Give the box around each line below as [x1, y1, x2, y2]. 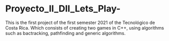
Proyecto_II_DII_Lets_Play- [5, 3, 121, 14]
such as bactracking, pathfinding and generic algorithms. [5, 30, 126, 36]
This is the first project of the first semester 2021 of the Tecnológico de [5, 19, 155, 25]
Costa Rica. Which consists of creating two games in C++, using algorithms [5, 24, 164, 30]
